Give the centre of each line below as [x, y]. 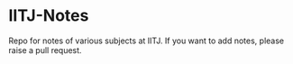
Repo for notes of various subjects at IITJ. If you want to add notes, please [146, 41]
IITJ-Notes [49, 16]
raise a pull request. [45, 50]
